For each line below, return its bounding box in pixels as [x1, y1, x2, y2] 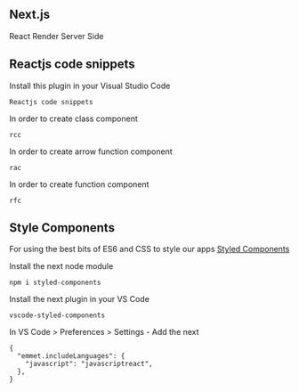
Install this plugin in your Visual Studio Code [9, 80, 171, 91]
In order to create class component [9, 113, 138, 124]
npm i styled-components [9, 278, 101, 288]
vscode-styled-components [9, 311, 105, 320]
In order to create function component [9, 178, 149, 190]
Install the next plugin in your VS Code [9, 294, 149, 305]
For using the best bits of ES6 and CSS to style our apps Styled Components [9, 244, 290, 255]
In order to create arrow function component [9, 146, 173, 157]
